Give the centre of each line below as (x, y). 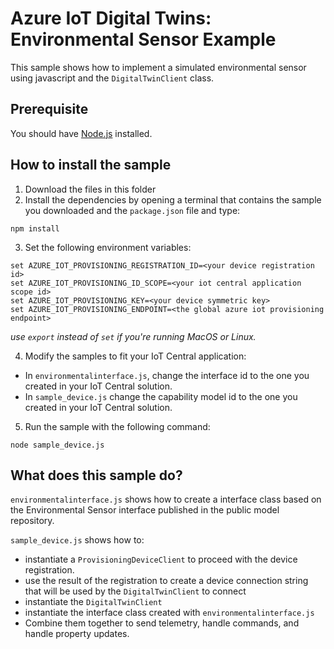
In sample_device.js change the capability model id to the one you (161, 396)
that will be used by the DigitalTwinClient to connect (135, 591)
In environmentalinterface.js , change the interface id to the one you (167, 375)
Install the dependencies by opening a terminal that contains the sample (173, 199)
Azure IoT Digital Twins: (111, 18)
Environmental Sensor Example (143, 39)
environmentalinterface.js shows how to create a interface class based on (166, 499)
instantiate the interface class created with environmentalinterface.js (169, 613)
